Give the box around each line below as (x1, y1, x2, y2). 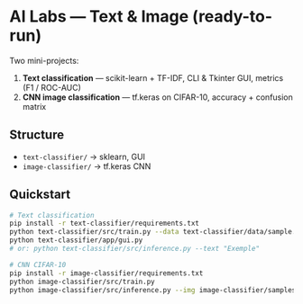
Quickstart (9, 187, 71, 202)
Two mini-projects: (9, 55, 79, 66)
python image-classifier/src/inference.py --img (9, 285, 196, 294)
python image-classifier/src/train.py (9, 277, 155, 286)
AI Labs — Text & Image (9, 6, 189, 27)
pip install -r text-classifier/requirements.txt (9, 219, 200, 228)
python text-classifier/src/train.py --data (9, 228, 179, 237)
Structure (9, 128, 65, 143)
